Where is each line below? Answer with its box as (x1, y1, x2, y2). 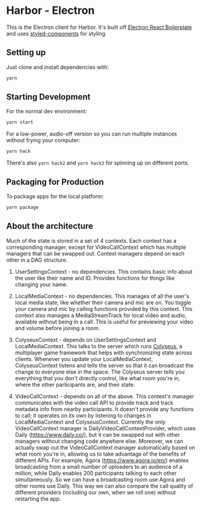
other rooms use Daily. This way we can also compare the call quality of (14, 482, 194, 489)
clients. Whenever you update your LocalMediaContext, (14, 355, 153, 362)
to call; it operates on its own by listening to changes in (14, 412, 151, 419)
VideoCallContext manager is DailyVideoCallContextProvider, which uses (14, 424, 196, 431)
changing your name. (14, 281, 68, 288)
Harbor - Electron (6, 4, 95, 17)
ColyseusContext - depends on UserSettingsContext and (14, 336, 156, 343)
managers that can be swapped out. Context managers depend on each (6, 249, 185, 257)
